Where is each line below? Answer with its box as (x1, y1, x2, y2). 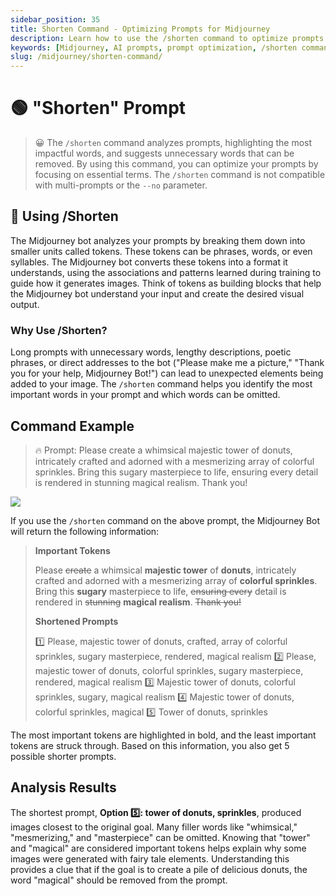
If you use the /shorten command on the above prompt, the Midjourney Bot (10, 514, 321, 526)
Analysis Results (10, 779, 117, 796)
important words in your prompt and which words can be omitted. (10, 389, 281, 401)
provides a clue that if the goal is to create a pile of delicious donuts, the (10, 863, 308, 875)
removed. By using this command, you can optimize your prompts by (34, 158, 319, 170)
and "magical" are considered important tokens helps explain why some (10, 842, 307, 854)
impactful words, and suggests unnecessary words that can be (34, 147, 295, 160)
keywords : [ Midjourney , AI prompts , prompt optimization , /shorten (10, 42, 298, 53)
